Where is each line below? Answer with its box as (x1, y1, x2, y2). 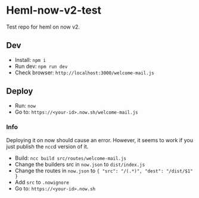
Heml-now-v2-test (6, 4, 102, 17)
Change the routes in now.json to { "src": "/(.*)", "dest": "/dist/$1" (14, 167, 194, 174)
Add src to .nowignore (14, 178, 70, 186)
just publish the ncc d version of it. (6, 143, 89, 150)
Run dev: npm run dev (14, 62, 68, 70)
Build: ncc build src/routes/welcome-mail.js (14, 154, 127, 161)
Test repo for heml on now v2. (6, 23, 80, 30)
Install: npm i (14, 56, 46, 63)
